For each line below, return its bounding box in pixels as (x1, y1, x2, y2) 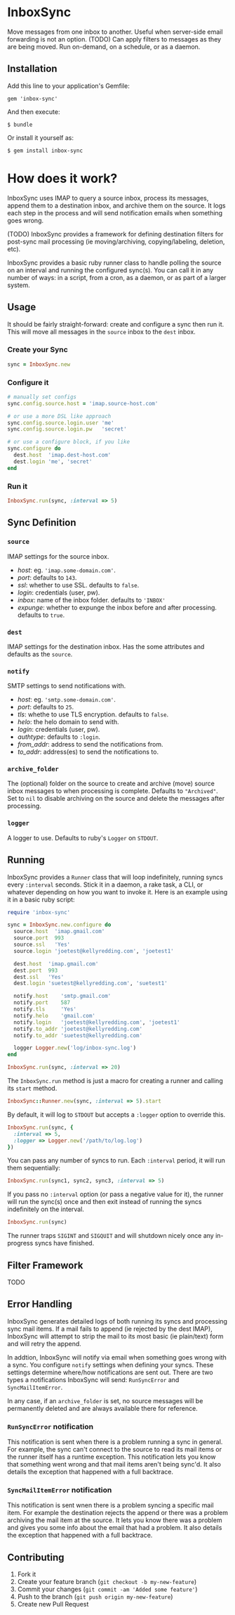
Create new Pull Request (17, 1600, 89, 1609)
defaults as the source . (7, 650, 73, 658)
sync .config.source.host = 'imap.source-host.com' (7, 400, 159, 407)
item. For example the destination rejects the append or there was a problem (7, 1509, 229, 1517)
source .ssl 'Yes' (13, 941, 71, 949)
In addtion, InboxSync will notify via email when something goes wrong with (7, 1353, 227, 1362)
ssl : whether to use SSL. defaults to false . (17, 581, 140, 589)
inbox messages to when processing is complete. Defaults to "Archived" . (7, 787, 219, 795)
